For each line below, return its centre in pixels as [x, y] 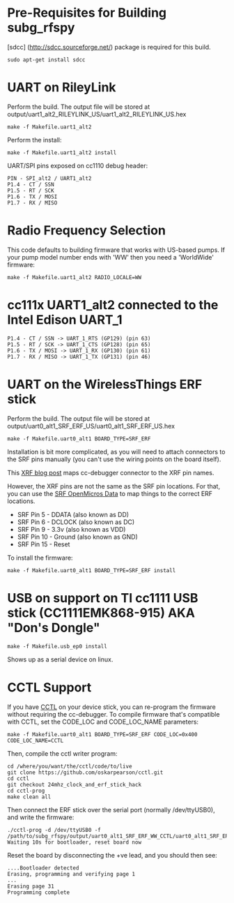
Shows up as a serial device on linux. [60, 659]
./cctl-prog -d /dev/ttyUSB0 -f [54, 830]
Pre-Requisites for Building [87, 13]
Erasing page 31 [31, 886]
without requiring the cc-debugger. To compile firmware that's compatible [114, 714]
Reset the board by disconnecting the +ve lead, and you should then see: [112, 855]
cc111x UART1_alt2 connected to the [113, 305]
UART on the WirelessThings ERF [105, 384]
